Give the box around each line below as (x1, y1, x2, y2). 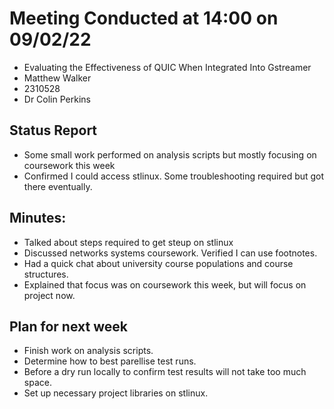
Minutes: (9, 210, 67, 227)
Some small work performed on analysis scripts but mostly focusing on (23, 148, 317, 161)
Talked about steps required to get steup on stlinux (23, 236, 234, 248)
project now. (23, 289, 76, 301)
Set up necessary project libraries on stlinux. (23, 387, 209, 399)
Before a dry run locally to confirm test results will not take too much (23, 366, 307, 378)
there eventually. (23, 180, 93, 192)
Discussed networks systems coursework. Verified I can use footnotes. (23, 247, 318, 259)
